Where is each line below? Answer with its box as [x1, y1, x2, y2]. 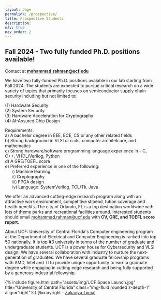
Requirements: [5, 127, 34, 133]
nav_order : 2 [5, 30, 31, 34]
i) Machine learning [12, 168, 51, 174]
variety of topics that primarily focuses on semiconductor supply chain [5, 88, 146, 94]
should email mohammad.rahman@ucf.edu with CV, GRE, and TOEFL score [5, 214, 155, 220]
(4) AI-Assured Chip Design [5, 117, 60, 124]
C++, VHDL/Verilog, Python [5, 153, 60, 159]
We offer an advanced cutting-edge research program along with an [5, 193, 141, 199]
